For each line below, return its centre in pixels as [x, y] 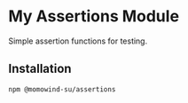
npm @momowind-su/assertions [62, 89]
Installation [40, 69]
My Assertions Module [94, 16]
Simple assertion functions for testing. [78, 41]
